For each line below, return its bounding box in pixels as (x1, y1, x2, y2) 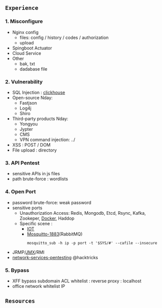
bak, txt (19, 61, 35, 67)
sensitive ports (12, 205, 43, 211)
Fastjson (19, 100, 37, 106)
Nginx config (12, 29, 38, 35)
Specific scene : (19, 220, 53, 227)
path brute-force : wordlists (12, 176, 68, 182)
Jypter (19, 126, 33, 132)
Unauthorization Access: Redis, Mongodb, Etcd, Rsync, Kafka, (19, 210, 146, 216)
